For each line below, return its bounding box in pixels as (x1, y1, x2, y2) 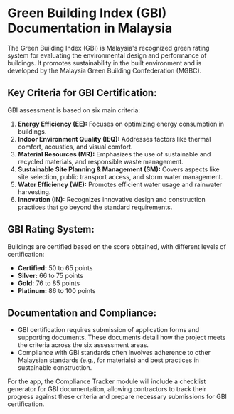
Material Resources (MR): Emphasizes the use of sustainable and (17, 149, 211, 158)
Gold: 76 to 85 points (17, 279, 80, 287)
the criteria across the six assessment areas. (17, 341, 149, 349)
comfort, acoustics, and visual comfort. (17, 142, 133, 151)
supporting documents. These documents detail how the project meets (17, 333, 226, 342)
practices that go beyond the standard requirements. (17, 203, 173, 211)
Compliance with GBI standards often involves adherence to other (17, 349, 211, 357)
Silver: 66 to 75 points (17, 271, 84, 280)
